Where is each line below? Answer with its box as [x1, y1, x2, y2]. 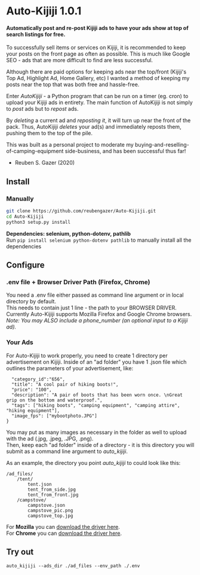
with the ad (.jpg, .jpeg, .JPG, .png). [6, 435, 94, 442]
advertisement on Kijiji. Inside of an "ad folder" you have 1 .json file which [6, 358, 187, 366]
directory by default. [6, 298, 57, 305]
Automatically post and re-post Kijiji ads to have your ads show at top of [6, 24, 189, 31]
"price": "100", [11, 387, 52, 393]
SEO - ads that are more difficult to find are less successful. [6, 57, 153, 64]
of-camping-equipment [6, 148, 64, 155]
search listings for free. [6, 31, 66, 38]
